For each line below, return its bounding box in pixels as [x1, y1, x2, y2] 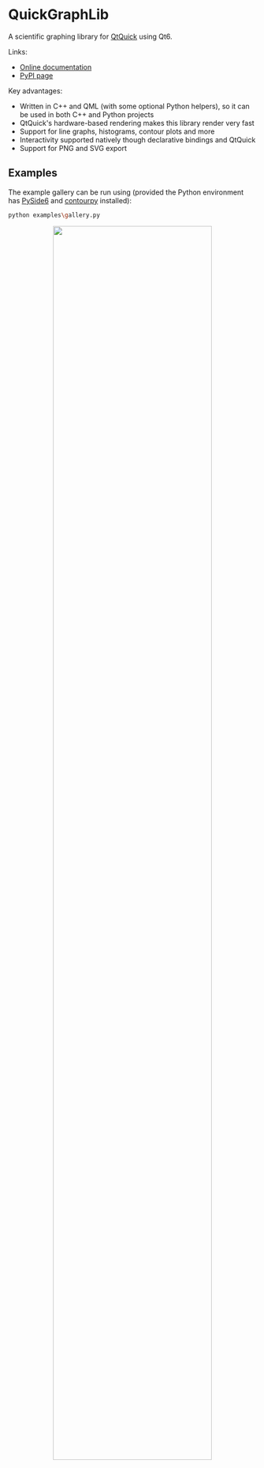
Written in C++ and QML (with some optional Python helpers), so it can [19, 101, 250, 111]
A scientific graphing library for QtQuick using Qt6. [8, 32, 173, 41]
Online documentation [19, 62, 92, 72]
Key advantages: [8, 85, 63, 96]
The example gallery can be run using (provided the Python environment [8, 187, 244, 197]
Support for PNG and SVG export [19, 143, 128, 153]
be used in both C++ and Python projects [19, 109, 154, 119]
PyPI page [19, 70, 54, 80]
